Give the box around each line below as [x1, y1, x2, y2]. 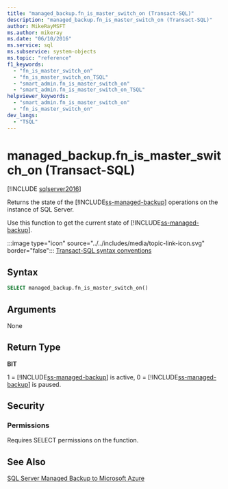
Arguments [7, 303, 57, 315]
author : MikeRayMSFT [7, 23, 66, 29]
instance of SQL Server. [7, 205, 74, 214]
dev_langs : [7, 112, 38, 118]
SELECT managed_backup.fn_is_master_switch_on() [7, 285, 149, 292]
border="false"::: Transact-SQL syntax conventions [7, 247, 152, 255]
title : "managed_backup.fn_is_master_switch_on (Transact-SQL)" [7, 10, 194, 17]
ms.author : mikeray [7, 29, 63, 36]
